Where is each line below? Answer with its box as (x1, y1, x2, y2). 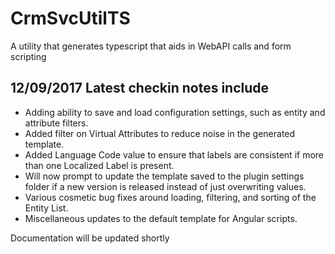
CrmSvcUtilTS (10, 7, 131, 30)
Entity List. (24, 202, 69, 214)
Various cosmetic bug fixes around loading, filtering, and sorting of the (24, 191, 317, 203)
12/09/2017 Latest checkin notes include (10, 80, 270, 97)
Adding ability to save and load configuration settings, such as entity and (24, 106, 326, 118)
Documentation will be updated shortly (10, 232, 170, 244)
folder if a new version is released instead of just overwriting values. (24, 180, 307, 192)
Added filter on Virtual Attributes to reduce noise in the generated (24, 127, 296, 139)
